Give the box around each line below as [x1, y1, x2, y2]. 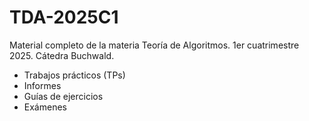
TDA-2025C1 [9, 6, 119, 29]
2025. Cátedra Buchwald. [9, 49, 115, 61]
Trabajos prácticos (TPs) [23, 69, 126, 81]
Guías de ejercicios [23, 90, 104, 102]
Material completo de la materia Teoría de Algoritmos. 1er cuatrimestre [9, 39, 300, 51]
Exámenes [23, 101, 67, 113]
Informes [23, 79, 62, 91]
